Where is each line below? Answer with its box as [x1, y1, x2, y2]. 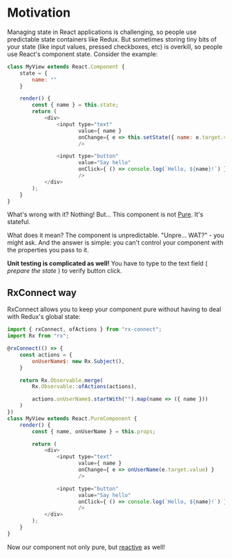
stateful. [7, 218, 31, 226]
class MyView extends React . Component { [7, 63, 126, 70]
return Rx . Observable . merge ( [19, 376, 104, 384]
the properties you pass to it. [7, 246, 89, 254]
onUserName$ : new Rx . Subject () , [32, 358, 126, 365]
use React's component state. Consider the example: [7, 50, 158, 58]
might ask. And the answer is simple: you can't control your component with [7, 238, 224, 247]
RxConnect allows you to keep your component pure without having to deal [7, 305, 222, 313]
